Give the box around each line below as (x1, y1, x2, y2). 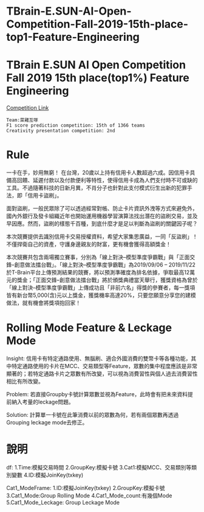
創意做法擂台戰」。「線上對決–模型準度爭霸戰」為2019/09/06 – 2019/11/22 (14, 261, 196, 269)
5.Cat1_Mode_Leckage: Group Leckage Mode (6, 499, 120, 506)
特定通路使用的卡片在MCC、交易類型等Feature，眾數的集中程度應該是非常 (11, 363, 198, 369)
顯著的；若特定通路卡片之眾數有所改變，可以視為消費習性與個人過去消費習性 (6, 370, 198, 377)
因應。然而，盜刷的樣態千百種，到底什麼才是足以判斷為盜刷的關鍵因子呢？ (11, 220, 198, 227)
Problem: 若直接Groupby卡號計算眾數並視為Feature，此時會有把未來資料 (6, 391, 188, 397)
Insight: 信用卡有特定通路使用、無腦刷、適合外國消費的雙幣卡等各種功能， (6, 355, 191, 362)
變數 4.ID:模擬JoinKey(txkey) (11, 471, 84, 478)
